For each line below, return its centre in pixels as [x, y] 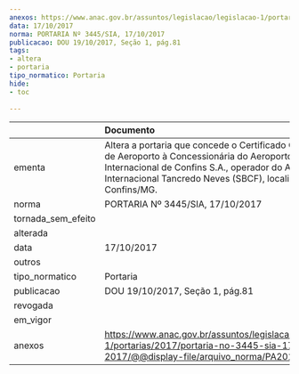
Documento [130, 130]
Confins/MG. [131, 190]
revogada [33, 305]
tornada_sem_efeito [55, 219]
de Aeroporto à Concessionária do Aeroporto [199, 157]
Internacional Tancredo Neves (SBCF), [185, 179]
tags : [19, 51]
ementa [30, 167]
